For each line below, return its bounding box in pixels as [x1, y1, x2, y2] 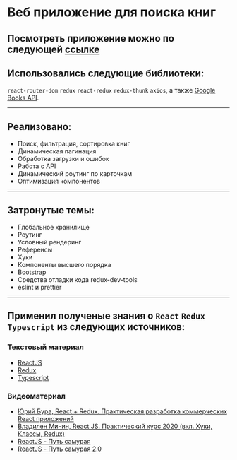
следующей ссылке [7, 43, 100, 55]
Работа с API [17, 162, 56, 170]
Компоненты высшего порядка [17, 261, 111, 269]
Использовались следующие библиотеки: [7, 67, 205, 79]
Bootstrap [17, 268, 47, 276]
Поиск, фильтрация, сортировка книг [17, 139, 130, 148]
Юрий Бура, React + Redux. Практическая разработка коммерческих [17, 407, 228, 415]
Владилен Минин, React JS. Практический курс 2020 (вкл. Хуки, [17, 422, 213, 430]
